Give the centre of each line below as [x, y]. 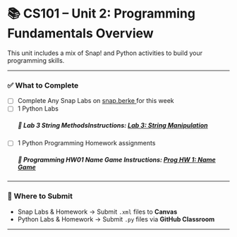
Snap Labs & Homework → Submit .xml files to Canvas [97, 212]
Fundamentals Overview [80, 34]
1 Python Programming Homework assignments [86, 143]
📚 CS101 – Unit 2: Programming [102, 14]
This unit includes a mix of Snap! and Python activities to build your [105, 53]
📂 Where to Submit [40, 196]
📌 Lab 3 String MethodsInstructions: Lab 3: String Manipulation [113, 125]
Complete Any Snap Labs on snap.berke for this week [96, 101]
